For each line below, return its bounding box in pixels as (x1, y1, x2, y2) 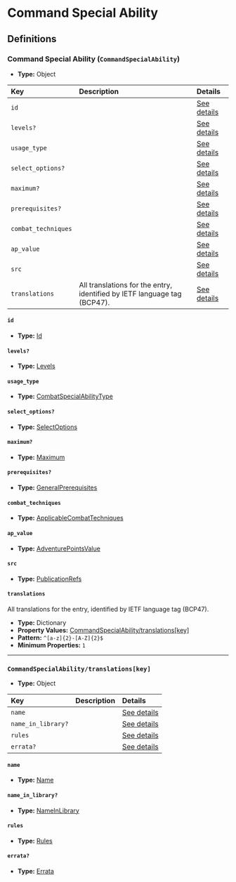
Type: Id (17, 331, 42, 340)
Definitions (7, 33, 57, 45)
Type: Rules (17, 836, 53, 845)
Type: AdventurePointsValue (17, 544, 100, 553)
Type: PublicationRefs (17, 574, 82, 583)
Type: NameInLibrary (17, 806, 79, 815)
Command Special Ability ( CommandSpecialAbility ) (7, 54, 181, 64)
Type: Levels (17, 362, 55, 370)
